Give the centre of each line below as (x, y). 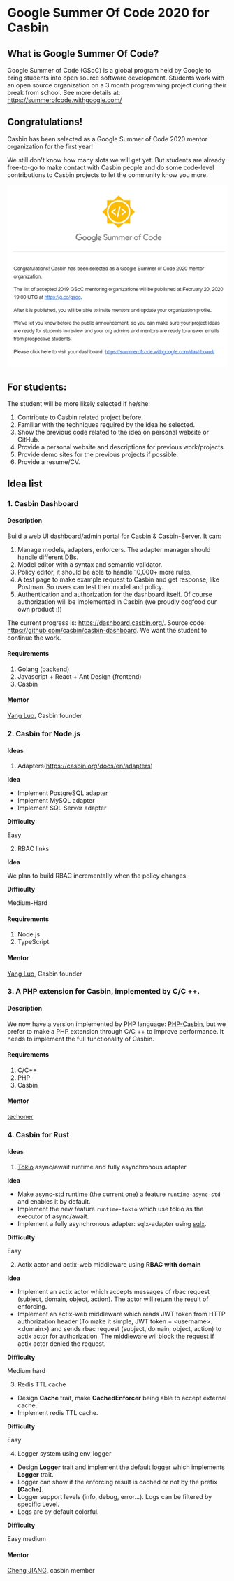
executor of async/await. (53, 1216)
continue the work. (34, 638)
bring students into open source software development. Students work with (116, 78)
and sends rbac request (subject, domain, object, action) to (137, 1329)
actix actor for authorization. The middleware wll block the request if (116, 1336)
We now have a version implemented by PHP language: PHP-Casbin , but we (117, 1024)
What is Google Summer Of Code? (83, 54)
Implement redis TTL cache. (58, 1413)
